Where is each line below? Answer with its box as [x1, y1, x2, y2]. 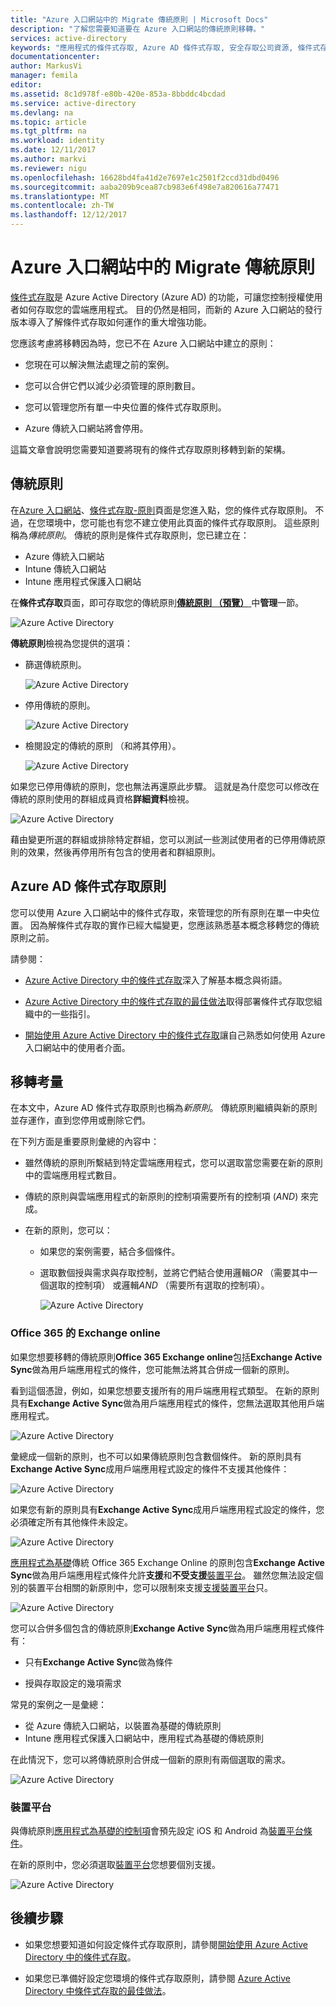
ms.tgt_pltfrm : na [10, 126, 87, 136]
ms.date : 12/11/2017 [10, 145, 97, 155]
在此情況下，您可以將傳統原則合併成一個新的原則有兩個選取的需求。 [10, 1753, 291, 1765]
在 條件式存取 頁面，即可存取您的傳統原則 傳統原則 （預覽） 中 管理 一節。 [10, 596, 305, 608]
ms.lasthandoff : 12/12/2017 [10, 210, 128, 220]
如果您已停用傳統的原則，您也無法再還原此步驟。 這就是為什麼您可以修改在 [10, 780, 320, 792]
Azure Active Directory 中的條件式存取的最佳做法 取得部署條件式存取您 [24, 995, 314, 1007]
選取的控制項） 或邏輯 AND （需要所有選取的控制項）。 [48, 1279, 270, 1291]
